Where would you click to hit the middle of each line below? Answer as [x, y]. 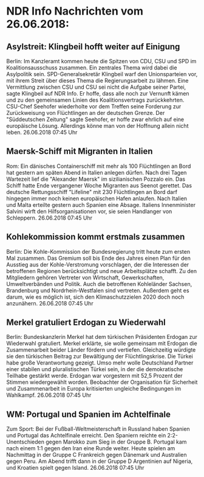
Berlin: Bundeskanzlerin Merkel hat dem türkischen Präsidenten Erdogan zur [102, 337]
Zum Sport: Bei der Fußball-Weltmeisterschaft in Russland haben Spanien [98, 429]
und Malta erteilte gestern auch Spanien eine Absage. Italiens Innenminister [101, 204]
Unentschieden [25, 442]
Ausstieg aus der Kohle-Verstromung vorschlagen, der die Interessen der [98, 264]
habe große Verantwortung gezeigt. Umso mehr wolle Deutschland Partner [100, 363]
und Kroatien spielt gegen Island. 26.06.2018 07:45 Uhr [75, 468]
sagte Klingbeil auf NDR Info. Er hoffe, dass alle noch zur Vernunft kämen [98, 93]
